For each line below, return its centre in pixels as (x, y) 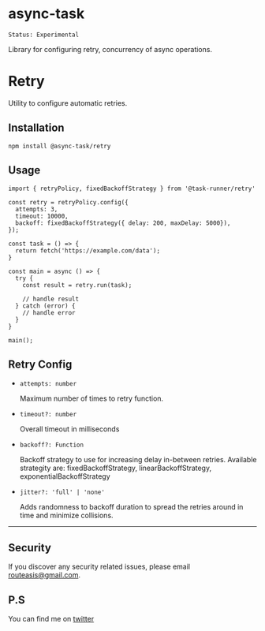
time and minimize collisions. (66, 515)
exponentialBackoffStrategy (65, 476)
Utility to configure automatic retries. (68, 103)
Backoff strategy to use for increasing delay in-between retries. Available (138, 460)
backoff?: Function (52, 445)
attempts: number (48, 384)
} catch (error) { (46, 306)
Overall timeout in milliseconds (69, 429)
